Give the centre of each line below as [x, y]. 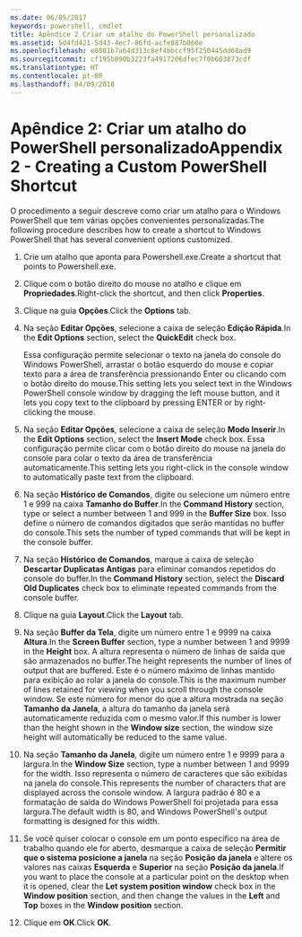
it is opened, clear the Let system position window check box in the [149, 886]
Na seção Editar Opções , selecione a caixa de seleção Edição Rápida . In [157, 327]
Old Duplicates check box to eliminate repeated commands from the [150, 587]
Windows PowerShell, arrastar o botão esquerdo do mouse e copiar [148, 364]
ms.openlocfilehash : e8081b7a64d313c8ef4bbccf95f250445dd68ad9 [131, 51]
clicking [38, 412]
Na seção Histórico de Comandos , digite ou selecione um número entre [156, 494]
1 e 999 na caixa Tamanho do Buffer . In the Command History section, [154, 504]
